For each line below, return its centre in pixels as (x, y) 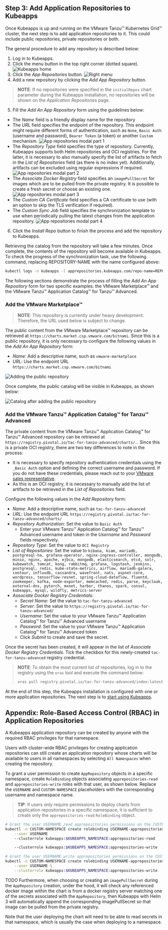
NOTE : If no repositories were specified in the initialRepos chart (84, 89)
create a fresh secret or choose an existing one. (62, 189)
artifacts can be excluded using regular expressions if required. (78, 167)
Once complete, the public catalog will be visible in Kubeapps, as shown (79, 386)
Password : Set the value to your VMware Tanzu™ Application (82, 627)
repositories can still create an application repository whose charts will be (81, 753)
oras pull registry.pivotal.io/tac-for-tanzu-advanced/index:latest (90, 682)
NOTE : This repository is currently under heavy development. (80, 315)
